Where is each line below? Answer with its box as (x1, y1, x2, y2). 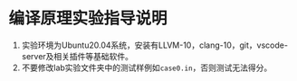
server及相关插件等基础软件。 (21, 50, 133, 61)
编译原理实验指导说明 (8, 8, 168, 29)
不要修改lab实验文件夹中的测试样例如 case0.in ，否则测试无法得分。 (21, 62, 273, 73)
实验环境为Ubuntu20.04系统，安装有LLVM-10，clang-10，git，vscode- (21, 40, 289, 50)
